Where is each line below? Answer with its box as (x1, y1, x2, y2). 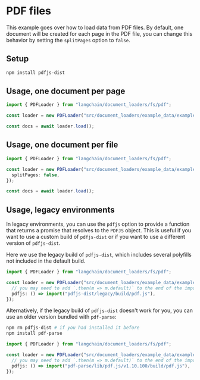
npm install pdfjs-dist (6, 70, 65, 76)
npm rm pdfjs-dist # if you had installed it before (6, 325, 140, 331)
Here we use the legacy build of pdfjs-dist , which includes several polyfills (6, 251, 192, 258)
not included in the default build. (6, 257, 86, 264)
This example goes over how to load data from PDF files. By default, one (6, 24, 184, 31)
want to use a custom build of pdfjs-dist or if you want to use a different (6, 233, 186, 241)
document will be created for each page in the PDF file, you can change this (6, 30, 193, 37)
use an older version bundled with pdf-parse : (6, 313, 117, 320)
